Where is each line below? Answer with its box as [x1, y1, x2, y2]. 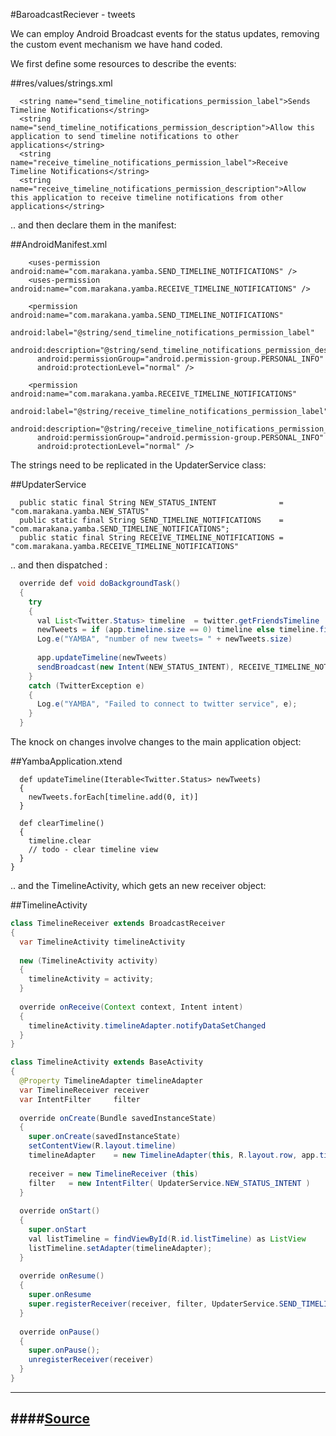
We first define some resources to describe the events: [10, 58, 237, 69]
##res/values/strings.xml [10, 77, 113, 89]
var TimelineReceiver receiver [19, 1085, 150, 1095]
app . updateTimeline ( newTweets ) [36, 653, 168, 663]
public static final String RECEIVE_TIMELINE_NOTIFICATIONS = [19, 533, 284, 543]
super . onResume [28, 1290, 92, 1300]
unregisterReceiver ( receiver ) [28, 1355, 155, 1365]
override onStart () [19, 1206, 101, 1216]
